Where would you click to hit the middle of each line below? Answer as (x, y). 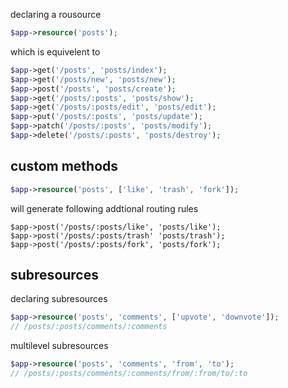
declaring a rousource (56, 14)
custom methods (64, 166)
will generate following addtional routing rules (104, 208)
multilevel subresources (59, 346)
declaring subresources (59, 299)
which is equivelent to (55, 51)
